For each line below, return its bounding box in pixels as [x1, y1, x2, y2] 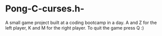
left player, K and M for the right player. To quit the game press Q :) [5, 24, 144, 30]
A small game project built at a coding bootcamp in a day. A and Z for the [5, 19, 157, 25]
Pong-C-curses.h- [5, 3, 85, 14]
